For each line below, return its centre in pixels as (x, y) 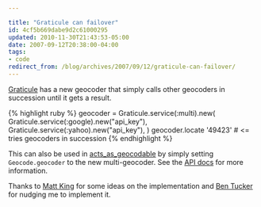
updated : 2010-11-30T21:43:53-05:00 (69, 37)
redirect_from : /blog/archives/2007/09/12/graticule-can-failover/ (122, 67)
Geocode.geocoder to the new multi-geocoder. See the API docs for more (126, 162)
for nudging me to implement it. (59, 194)
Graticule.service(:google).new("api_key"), (78, 121)
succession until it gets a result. (60, 98)
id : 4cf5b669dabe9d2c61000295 (58, 30)
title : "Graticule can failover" (63, 22)
